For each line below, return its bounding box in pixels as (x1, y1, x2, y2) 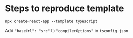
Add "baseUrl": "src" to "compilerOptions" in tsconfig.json (5, 27, 129, 33)
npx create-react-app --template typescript (5, 19, 98, 24)
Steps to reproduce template (5, 3, 124, 14)
